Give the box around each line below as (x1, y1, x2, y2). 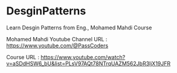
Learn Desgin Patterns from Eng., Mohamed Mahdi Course (6, 24, 152, 31)
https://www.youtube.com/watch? (40, 53, 126, 60)
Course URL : (6, 53, 39, 60)
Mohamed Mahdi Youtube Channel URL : (6, 35, 108, 42)
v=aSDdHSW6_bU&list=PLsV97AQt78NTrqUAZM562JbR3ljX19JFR (6, 60, 171, 67)
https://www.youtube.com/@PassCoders (6, 42, 109, 49)
